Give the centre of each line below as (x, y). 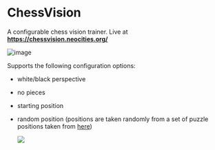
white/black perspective (51, 79)
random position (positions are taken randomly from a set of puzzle (113, 119)
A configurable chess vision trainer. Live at (68, 32)
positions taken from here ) (55, 126)
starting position (40, 105)
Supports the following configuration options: (71, 65)
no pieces (31, 92)
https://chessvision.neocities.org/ (58, 39)
